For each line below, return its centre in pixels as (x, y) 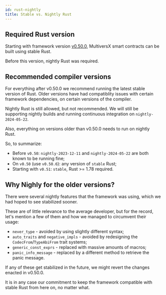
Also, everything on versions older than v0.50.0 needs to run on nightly (77, 129)
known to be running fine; (39, 158)
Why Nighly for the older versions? (60, 184)
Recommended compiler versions (58, 76)
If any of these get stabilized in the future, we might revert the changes (77, 267)
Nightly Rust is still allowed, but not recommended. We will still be (72, 109)
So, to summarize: (23, 144)
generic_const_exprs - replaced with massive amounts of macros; (79, 247)
